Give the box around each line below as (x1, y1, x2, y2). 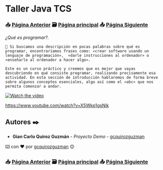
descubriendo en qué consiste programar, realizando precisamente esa (5, 71, 156, 76)
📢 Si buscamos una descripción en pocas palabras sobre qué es (5, 44, 140, 49)
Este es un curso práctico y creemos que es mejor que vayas (5, 66, 136, 71)
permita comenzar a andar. (5, 84, 62, 89)
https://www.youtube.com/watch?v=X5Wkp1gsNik (5, 103, 109, 109)
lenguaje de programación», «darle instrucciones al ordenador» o (5, 53, 149, 58)
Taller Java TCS (5, 3, 72, 15)
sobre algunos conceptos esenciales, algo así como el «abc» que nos (5, 79, 154, 84)
